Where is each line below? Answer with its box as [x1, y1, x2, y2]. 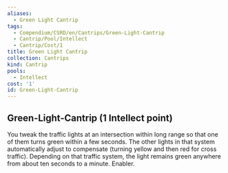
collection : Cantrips [7, 55, 70, 62]
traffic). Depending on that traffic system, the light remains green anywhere [7, 152, 222, 160]
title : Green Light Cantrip [7, 49, 88, 56]
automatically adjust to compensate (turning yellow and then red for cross [7, 145, 217, 153]
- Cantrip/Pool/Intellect [13, 36, 88, 43]
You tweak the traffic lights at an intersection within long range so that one [7, 130, 218, 138]
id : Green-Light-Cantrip [7, 86, 79, 93]
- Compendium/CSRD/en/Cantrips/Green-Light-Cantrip [13, 29, 165, 36]
